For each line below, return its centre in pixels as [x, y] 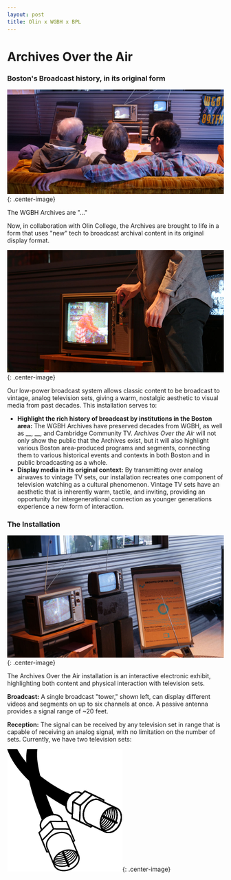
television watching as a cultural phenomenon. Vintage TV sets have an [118, 484]
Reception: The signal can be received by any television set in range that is [114, 724]
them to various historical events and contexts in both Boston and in [113, 455]
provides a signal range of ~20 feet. [58, 711]
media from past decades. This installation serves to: [82, 405]
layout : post [26, 14]
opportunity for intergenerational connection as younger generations [114, 499]
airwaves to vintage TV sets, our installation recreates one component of [120, 477]
